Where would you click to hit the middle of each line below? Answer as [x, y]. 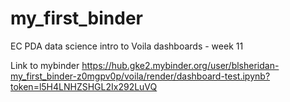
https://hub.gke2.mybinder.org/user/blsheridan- [180, 65]
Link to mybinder [45, 65]
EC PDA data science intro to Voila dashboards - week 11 [127, 46]
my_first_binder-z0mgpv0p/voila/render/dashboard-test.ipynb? [140, 76]
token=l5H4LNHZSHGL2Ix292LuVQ [84, 86]
